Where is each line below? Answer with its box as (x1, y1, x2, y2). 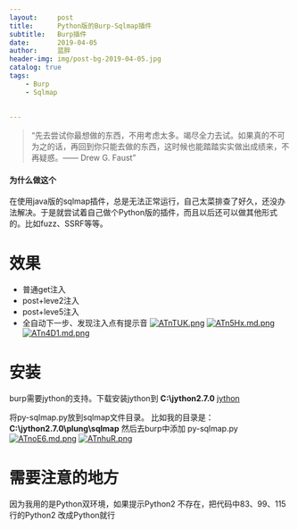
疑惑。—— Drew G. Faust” (38, 153, 137, 164)
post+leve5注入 (21, 306, 80, 317)
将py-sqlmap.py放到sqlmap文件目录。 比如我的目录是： (9, 412, 214, 423)
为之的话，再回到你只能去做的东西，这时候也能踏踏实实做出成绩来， (30, 141, 282, 152)
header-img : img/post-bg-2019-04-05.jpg (9, 55, 162, 63)
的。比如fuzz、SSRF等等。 (9, 218, 109, 229)
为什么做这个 (9, 174, 56, 185)
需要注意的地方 (9, 467, 120, 488)
